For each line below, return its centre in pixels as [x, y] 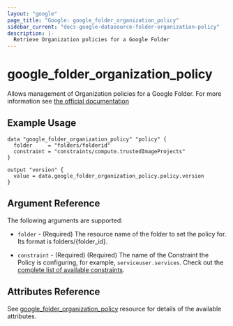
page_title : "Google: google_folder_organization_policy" [93, 20]
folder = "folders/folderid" [62, 145]
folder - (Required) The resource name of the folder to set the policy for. [122, 234]
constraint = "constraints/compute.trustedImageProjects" [100, 151]
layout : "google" [32, 14]
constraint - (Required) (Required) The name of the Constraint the [113, 255]
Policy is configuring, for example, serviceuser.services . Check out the [120, 262]
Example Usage [42, 123]
